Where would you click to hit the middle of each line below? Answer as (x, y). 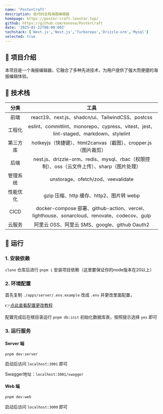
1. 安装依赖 (17, 258)
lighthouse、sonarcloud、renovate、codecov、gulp (92, 215)
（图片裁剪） (92, 150)
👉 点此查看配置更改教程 (29, 305)
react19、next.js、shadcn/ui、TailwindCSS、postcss (92, 117)
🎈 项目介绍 (21, 58)
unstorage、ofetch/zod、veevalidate (92, 179)
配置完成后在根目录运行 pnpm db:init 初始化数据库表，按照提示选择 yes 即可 (81, 317)
